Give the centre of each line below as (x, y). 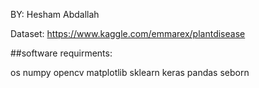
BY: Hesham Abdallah (55, 14)
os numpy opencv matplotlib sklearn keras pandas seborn (130, 72)
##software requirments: (61, 53)
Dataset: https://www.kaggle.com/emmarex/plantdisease (128, 33)
